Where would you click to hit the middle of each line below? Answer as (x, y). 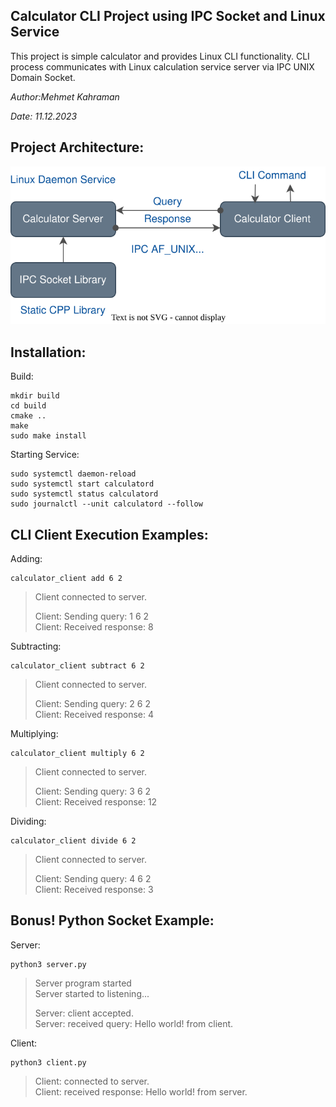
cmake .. (28, 416)
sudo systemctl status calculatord (84, 494)
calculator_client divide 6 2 (73, 840)
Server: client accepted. (84, 1013)
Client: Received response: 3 (94, 889)
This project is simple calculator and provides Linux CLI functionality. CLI (160, 56)
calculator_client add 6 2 (66, 578)
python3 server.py (48, 964)
